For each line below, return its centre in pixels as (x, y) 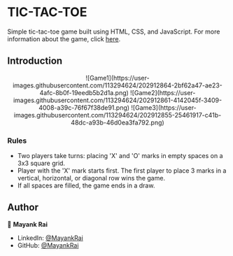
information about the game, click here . (64, 38)
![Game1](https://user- (118, 78)
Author (23, 207)
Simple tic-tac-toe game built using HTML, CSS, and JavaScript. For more (114, 31)
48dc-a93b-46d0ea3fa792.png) (118, 122)
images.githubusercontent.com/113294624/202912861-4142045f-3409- (118, 100)
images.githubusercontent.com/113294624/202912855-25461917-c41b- (118, 115)
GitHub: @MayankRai (48, 245)
